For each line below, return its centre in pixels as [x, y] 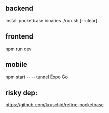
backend [20, 8]
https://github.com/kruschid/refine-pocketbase [55, 105]
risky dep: [22, 92]
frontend [20, 37]
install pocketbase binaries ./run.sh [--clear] [51, 20]
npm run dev [19, 49]
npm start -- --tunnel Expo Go [37, 77]
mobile [16, 65]
